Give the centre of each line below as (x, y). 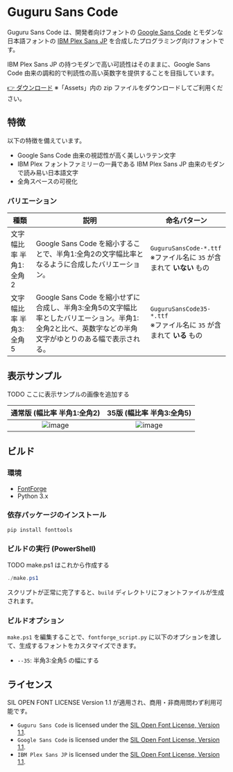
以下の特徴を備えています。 (46, 140)
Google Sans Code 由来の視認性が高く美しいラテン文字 (96, 155)
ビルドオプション (36, 620)
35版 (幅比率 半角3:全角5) (149, 413)
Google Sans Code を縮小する (85, 243)
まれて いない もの (180, 268)
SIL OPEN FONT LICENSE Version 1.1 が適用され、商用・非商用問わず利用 (112, 703)
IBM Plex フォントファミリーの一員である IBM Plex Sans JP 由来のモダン (121, 164)
